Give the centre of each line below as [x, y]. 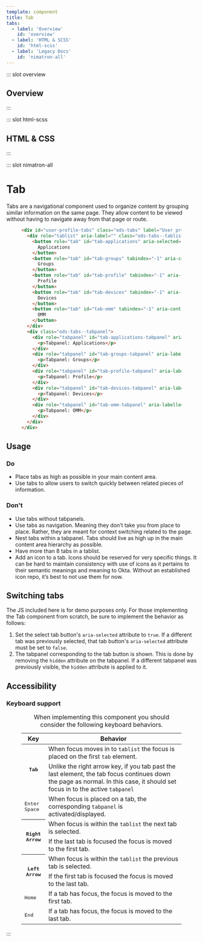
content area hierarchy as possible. [59, 544]
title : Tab [20, 18]
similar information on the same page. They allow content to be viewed [95, 213]
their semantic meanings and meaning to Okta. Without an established [102, 570]
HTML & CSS [31, 139]
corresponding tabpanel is [85, 807]
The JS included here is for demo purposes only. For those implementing [97, 610]
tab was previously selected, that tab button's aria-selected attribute [101, 641]
